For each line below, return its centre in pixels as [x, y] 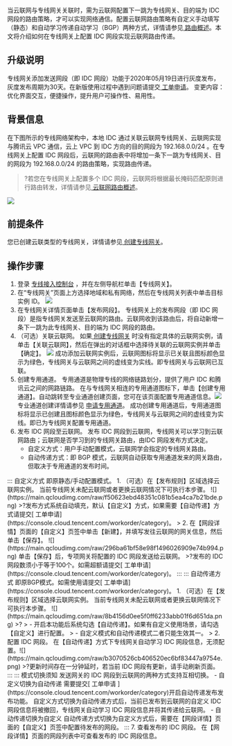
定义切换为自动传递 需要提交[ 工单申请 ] [64, 684]
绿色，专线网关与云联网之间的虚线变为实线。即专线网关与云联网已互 [126, 362]
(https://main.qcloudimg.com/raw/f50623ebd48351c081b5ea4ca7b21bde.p [115, 498]
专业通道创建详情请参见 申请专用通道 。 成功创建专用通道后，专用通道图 [119, 405]
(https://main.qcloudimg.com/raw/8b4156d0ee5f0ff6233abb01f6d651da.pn [115, 616]
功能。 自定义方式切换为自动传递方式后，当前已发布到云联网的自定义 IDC [117, 701]
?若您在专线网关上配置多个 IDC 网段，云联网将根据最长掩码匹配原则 [121, 178]
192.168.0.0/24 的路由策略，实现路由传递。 [94, 163]
